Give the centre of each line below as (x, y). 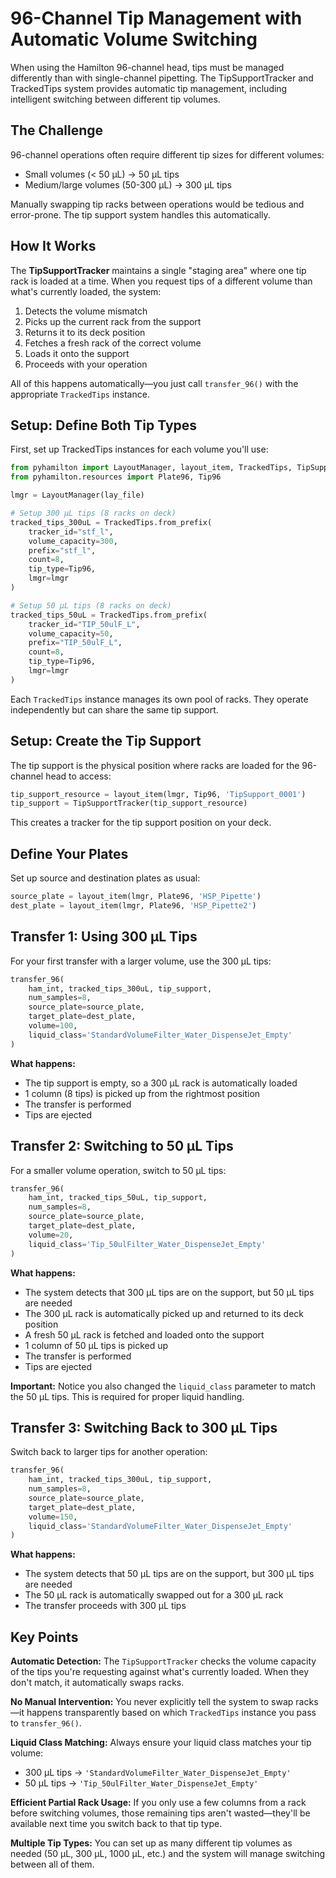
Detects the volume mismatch (86, 311)
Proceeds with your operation (86, 364)
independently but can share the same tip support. (114, 709)
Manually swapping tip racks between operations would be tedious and (157, 204)
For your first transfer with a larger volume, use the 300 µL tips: (141, 961)
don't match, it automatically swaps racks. (97, 1683)
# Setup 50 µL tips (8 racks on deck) (91, 605)
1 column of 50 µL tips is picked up (96, 1345)
